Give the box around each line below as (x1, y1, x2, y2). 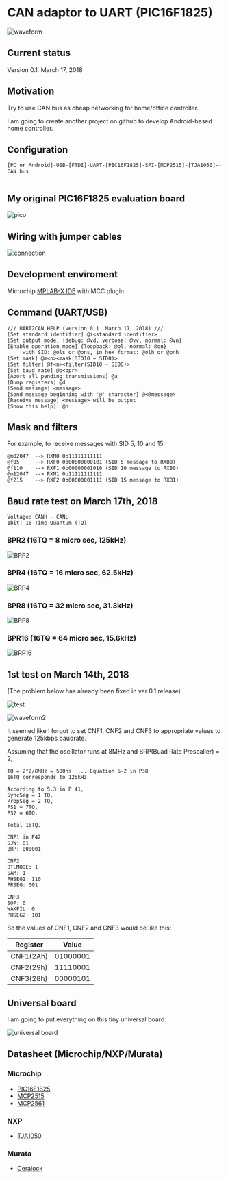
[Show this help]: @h (7, 403, 69, 410)
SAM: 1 (7, 870, 26, 877)
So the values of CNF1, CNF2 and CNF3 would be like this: (7, 923, 172, 932)
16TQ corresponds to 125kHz (7, 774, 88, 781)
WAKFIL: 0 (7, 906, 36, 913)
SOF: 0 (7, 899, 26, 907)
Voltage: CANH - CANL (7, 514, 69, 521)
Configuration (7, 144, 68, 156)
